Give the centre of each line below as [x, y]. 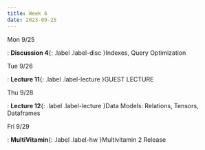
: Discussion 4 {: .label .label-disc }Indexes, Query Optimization [97, 53]
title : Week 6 [28, 13]
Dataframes [24, 113]
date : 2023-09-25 [32, 20]
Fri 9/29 [18, 126]
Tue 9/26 [20, 66]
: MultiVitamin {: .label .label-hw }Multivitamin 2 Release [87, 139]
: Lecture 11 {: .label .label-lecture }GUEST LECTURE [80, 79]
